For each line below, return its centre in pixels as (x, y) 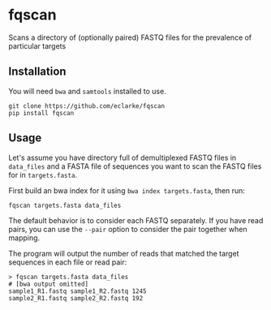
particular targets (37, 45)
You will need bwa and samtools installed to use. (87, 91)
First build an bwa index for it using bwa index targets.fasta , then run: (127, 190)
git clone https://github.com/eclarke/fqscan (86, 106)
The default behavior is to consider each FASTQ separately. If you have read (136, 220)
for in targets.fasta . (43, 174)
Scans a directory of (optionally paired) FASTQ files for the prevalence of (130, 37)
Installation (37, 72)
